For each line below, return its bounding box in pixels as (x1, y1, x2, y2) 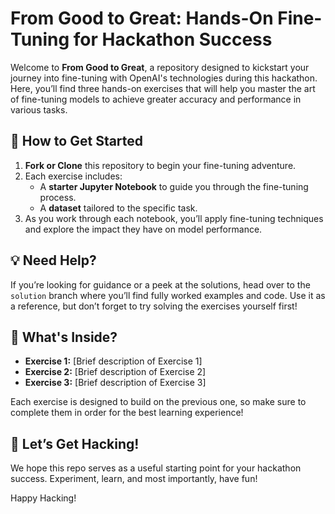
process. (39, 191, 77, 203)
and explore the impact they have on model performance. (24, 223, 263, 235)
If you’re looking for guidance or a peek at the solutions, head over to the (10, 278, 311, 291)
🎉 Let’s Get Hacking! (10, 435, 140, 452)
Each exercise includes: (24, 170, 123, 182)
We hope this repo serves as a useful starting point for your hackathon (10, 462, 302, 474)
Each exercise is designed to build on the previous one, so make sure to (10, 396, 307, 408)
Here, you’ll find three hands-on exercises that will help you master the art (10, 82, 316, 94)
